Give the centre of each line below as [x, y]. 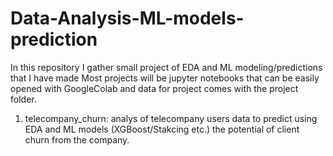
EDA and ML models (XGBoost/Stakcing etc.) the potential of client [162, 129]
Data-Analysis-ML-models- [127, 18]
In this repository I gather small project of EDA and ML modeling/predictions [166, 67]
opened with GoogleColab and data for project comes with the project [154, 88]
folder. [23, 99]
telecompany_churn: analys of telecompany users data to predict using [171, 118]
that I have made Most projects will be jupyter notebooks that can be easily [165, 78]
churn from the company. [77, 139]
